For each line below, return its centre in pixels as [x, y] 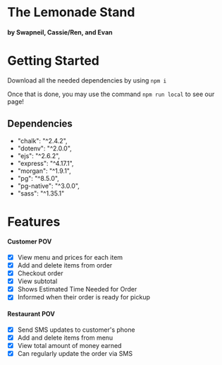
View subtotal [37, 281]
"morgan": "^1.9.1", [44, 171]
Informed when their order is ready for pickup [84, 297]
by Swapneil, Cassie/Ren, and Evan [60, 32]
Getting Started [54, 60]
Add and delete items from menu [65, 337]
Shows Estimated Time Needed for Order [77, 289]
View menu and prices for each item [70, 257]
